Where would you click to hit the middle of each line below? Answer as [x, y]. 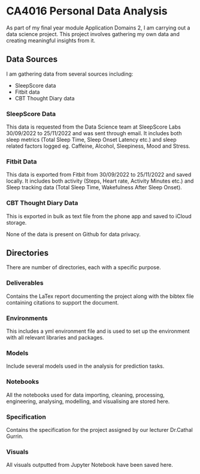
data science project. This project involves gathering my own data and [93, 34]
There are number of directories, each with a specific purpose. [84, 267]
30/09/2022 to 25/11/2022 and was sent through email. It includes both [94, 133]
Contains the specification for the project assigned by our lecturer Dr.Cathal [99, 430]
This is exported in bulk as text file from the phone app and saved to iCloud [99, 216]
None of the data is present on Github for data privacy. [73, 234]
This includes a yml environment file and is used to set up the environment [98, 331]
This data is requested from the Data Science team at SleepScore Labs [94, 127]
